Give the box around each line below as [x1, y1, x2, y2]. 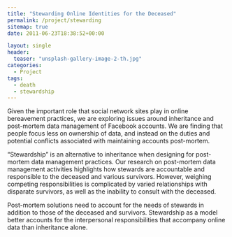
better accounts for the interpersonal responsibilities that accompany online [7, 216, 226, 224]
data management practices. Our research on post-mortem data [31, 158, 217, 166]
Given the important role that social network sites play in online [7, 107, 189, 115]
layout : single [7, 43, 52, 50]
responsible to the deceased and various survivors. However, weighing [7, 173, 212, 181]
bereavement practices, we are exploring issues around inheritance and [7, 115, 215, 123]
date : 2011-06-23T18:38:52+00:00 [7, 29, 105, 37]
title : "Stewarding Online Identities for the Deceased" [7, 10, 177, 17]
